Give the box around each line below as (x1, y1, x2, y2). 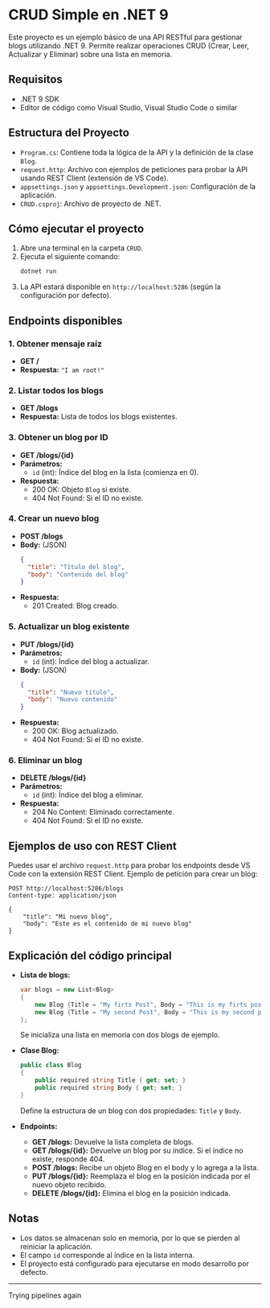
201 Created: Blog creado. (31, 601, 119, 611)
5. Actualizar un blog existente (8, 621, 130, 633)
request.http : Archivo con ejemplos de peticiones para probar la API (19, 164, 248, 174)
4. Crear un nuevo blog (8, 513, 100, 524)
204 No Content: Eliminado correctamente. (31, 807, 174, 817)
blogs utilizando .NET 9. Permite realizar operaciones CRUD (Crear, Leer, (8, 40, 249, 50)
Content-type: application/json (8, 892, 117, 900)
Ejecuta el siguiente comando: (19, 252, 121, 262)
